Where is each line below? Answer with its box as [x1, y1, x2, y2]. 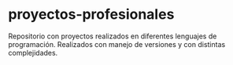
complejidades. [8, 48, 58, 57]
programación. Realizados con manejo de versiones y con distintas [8, 39, 226, 49]
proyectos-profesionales [8, 5, 175, 23]
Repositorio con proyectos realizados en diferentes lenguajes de [8, 31, 217, 41]
